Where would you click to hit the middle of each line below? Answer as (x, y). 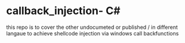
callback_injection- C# (63, 11)
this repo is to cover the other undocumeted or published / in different (92, 27)
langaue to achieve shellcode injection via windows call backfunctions (92, 33)
